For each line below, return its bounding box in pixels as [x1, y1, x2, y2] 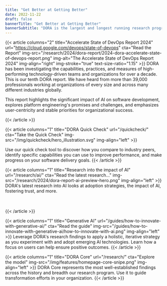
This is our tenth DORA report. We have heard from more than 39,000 [5, 77, 148, 83]
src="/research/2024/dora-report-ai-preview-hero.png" [5, 178, 120, 184]
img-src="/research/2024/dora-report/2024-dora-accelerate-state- [22, 50, 162, 56]
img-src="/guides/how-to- [93, 223, 148, 229]
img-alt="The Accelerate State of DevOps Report [53, 55, 154, 61]
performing [5, 71, 28, 77]
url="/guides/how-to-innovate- [97, 218, 162, 224]
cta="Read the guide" [48, 223, 92, 229]
